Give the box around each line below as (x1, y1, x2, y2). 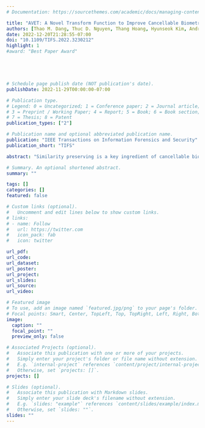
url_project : (6, 271, 40, 278)
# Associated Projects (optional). (6, 344, 97, 351)
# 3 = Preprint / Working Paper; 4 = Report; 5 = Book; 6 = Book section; (6, 109, 201, 115)
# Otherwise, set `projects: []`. (6, 367, 99, 373)
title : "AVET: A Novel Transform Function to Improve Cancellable (6, 20, 179, 26)
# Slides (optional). (6, 384, 62, 390)
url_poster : (6, 266, 37, 272)
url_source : (6, 283, 37, 289)
